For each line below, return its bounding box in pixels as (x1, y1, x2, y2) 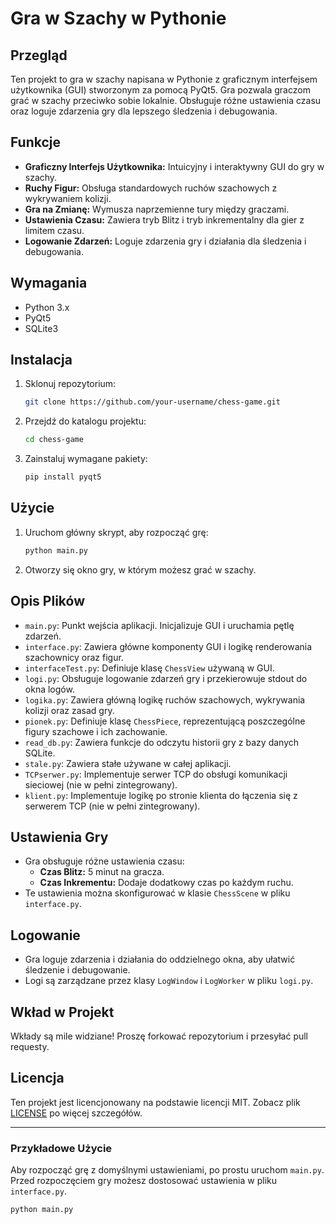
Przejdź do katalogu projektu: (24, 415, 147, 427)
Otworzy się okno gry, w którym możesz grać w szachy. (24, 563, 257, 576)
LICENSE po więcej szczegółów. (10, 1107, 143, 1119)
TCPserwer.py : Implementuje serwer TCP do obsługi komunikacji (24, 768, 288, 780)
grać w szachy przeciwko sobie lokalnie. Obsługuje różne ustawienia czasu (10, 95, 322, 106)
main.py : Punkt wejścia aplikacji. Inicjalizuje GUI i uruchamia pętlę (24, 619, 295, 631)
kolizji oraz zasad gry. (24, 704, 115, 716)
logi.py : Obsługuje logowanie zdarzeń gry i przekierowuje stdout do (24, 672, 308, 684)
